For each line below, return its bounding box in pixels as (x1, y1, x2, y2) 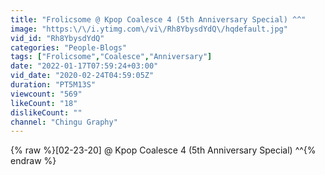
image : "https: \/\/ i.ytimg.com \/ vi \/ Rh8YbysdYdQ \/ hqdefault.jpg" (10, 24, 288, 34)
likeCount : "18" (10, 98, 78, 108)
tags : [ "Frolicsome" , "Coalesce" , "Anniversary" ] (10, 52, 213, 62)
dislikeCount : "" (10, 107, 83, 118)
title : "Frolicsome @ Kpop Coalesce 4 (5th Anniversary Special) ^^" (10, 14, 307, 25)
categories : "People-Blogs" (10, 42, 128, 53)
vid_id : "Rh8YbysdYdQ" (10, 33, 105, 43)
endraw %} (10, 155, 57, 167)
